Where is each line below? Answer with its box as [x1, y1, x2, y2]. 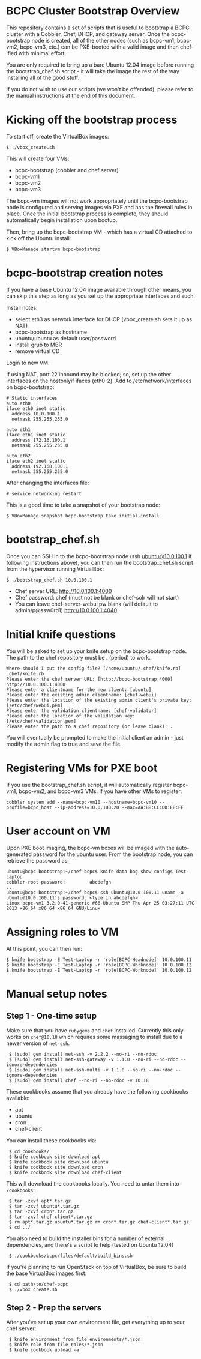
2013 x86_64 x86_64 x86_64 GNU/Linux [6, 905, 101, 911]
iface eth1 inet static [6, 432, 66, 438]
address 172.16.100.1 [11, 437, 66, 443]
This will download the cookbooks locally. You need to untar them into [6, 1180, 179, 1187]
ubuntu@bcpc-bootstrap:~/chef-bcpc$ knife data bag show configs [6, 869, 173, 875]
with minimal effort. [18, 49, 67, 56]
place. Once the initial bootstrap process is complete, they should [6, 210, 169, 217]
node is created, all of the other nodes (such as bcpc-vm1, [31, 37, 176, 44]
